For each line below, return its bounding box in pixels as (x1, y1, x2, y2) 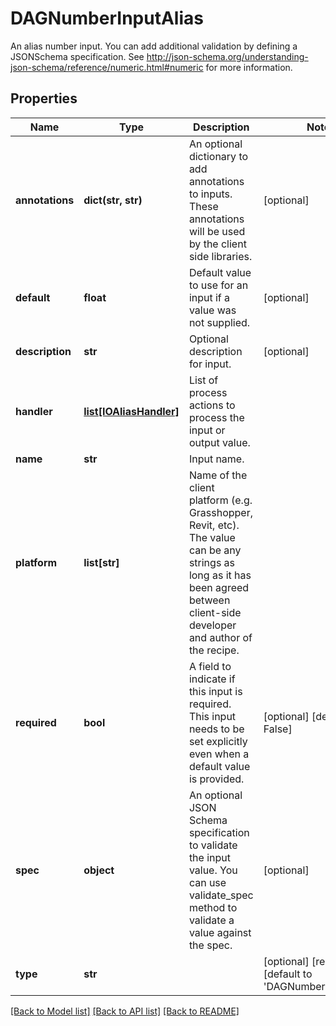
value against (188, 925, 252, 939)
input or (188, 423, 226, 437)
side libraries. (188, 249, 253, 263)
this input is (188, 684, 243, 698)
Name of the (188, 468, 248, 482)
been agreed (188, 580, 250, 594)
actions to (188, 398, 236, 412)
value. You (188, 863, 238, 877)
